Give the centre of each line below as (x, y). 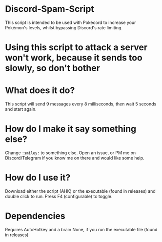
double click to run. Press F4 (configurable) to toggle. (59, 196)
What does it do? (40, 91)
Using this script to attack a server (76, 48)
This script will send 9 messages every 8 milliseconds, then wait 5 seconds (81, 104)
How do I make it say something (71, 129)
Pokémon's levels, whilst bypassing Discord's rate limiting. (64, 27)
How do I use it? (38, 178)
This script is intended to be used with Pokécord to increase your (71, 22)
